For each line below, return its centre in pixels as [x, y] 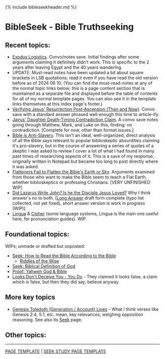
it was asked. [26, 166]
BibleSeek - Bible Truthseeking [69, 27]
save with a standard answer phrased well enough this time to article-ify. [86, 114]
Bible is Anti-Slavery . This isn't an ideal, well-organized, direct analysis [84, 135]
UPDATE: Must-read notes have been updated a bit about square [78, 73]
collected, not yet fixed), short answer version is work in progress [79, 203]
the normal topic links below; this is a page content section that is [78, 88]
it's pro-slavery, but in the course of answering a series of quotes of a [83, 146]
